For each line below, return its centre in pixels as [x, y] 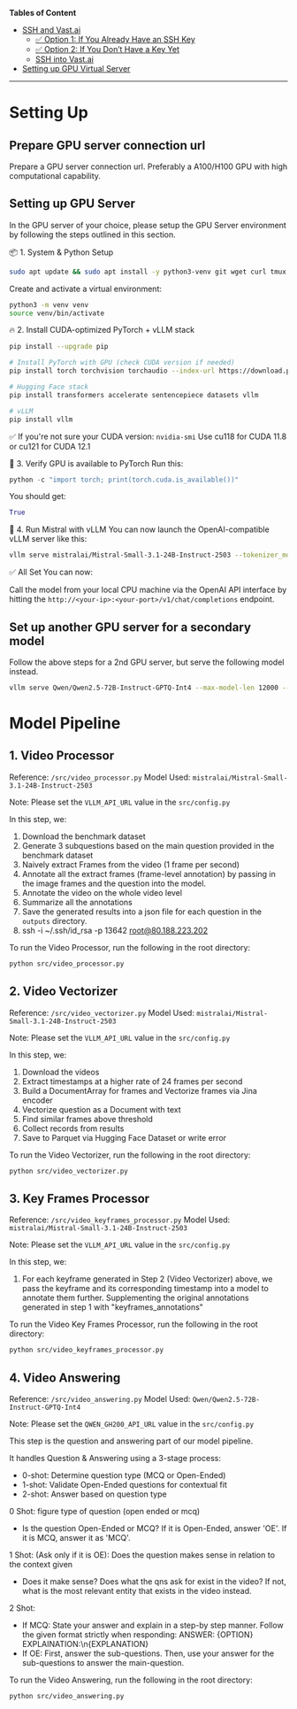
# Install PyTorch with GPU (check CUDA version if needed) [122, 363]
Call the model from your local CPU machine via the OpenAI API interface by [148, 590]
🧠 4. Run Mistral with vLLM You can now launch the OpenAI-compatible [139, 529]
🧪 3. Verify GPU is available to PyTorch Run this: [96, 463]
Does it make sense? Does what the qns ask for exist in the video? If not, [154, 1581]
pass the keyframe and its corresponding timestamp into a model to [145, 1289]
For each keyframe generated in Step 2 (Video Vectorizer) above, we [147, 1279]
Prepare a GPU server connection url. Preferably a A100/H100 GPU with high [148, 166]
